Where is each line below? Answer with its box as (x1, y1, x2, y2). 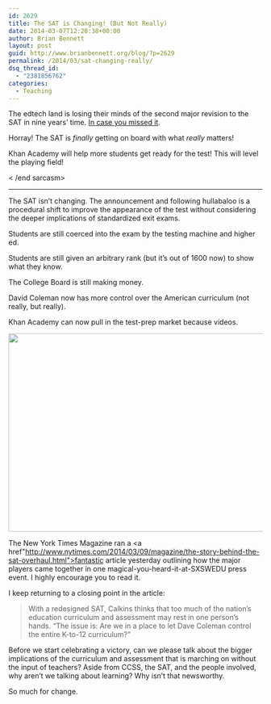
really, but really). (8, 302, 66, 312)
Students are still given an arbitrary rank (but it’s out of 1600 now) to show (8, 254, 255, 263)
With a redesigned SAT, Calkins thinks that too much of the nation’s (27, 604, 252, 614)
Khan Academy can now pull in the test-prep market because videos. (8, 317, 239, 327)
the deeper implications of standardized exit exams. (8, 213, 181, 223)
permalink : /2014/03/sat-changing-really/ (8, 57, 153, 65)
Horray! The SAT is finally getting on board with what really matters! (8, 133, 235, 143)
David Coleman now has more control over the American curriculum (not (8, 293, 250, 303)
